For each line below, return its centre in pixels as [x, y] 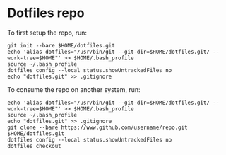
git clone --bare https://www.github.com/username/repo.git [98, 127]
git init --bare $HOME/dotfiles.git [61, 45]
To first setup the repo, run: [47, 33]
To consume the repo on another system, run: [74, 89]
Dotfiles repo [46, 13]
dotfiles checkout [34, 146]
